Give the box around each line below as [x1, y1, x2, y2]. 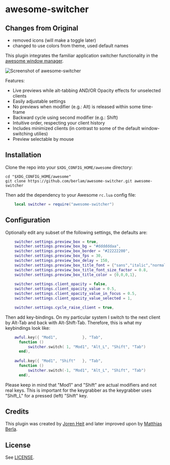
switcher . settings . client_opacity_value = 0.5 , [14, 286, 116, 292]
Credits [5, 408, 29, 416]
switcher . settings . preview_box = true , [14, 239, 99, 244]
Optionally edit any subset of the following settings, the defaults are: [5, 229, 148, 235]
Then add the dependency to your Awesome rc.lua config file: [5, 192, 137, 198]
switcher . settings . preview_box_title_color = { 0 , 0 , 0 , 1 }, [14, 272, 137, 277]
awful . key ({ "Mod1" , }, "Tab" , [14, 334, 103, 340]
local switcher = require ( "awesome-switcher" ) [14, 202, 114, 207]
